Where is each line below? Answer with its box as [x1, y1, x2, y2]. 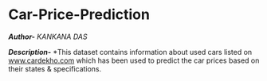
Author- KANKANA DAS [8, 32, 88, 41]
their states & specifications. [8, 64, 102, 73]
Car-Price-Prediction [8, 6, 150, 24]
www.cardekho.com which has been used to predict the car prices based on [8, 56, 260, 65]
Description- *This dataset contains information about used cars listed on [8, 47, 253, 56]
